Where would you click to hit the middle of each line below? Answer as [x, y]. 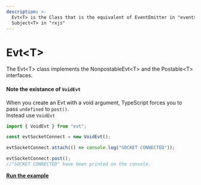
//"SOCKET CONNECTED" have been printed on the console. [79, 164]
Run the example [28, 175]
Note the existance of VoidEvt [43, 89]
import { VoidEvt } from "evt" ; [46, 126]
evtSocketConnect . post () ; [38, 159]
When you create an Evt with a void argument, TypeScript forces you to [94, 102]
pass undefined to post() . [38, 109]
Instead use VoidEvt [31, 115]
